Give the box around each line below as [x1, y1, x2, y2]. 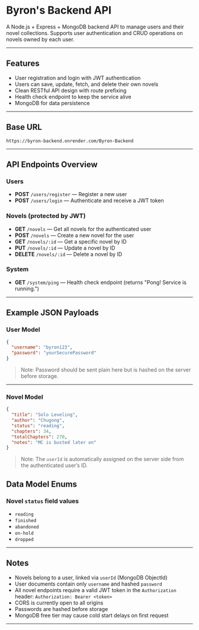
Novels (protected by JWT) [6, 212, 86, 220]
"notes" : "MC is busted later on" [11, 439, 97, 445]
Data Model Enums [6, 479, 77, 489]
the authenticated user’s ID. [20, 462, 88, 469]
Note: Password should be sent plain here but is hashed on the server [20, 366, 191, 373]
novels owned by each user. [6, 36, 75, 43]
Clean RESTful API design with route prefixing [14, 87, 127, 94]
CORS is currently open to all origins [14, 599, 104, 606]
